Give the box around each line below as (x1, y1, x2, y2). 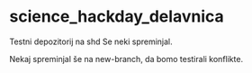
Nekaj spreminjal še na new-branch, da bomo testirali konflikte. (9, 53, 244, 64)
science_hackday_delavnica (9, 6, 224, 27)
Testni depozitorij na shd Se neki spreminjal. (9, 36, 173, 47)
